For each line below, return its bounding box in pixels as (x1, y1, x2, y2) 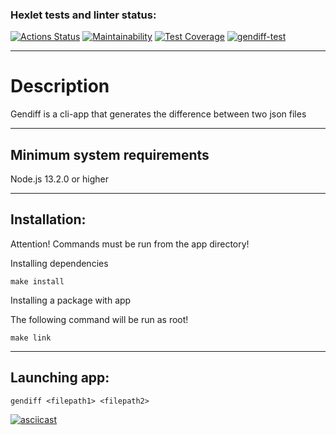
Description (10, 75, 110, 98)
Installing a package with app (10, 294, 132, 306)
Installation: (10, 211, 87, 228)
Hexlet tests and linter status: (10, 8, 157, 22)
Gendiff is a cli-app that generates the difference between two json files (10, 108, 307, 120)
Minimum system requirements (10, 146, 210, 163)
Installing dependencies (10, 257, 109, 269)
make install (10, 276, 65, 287)
